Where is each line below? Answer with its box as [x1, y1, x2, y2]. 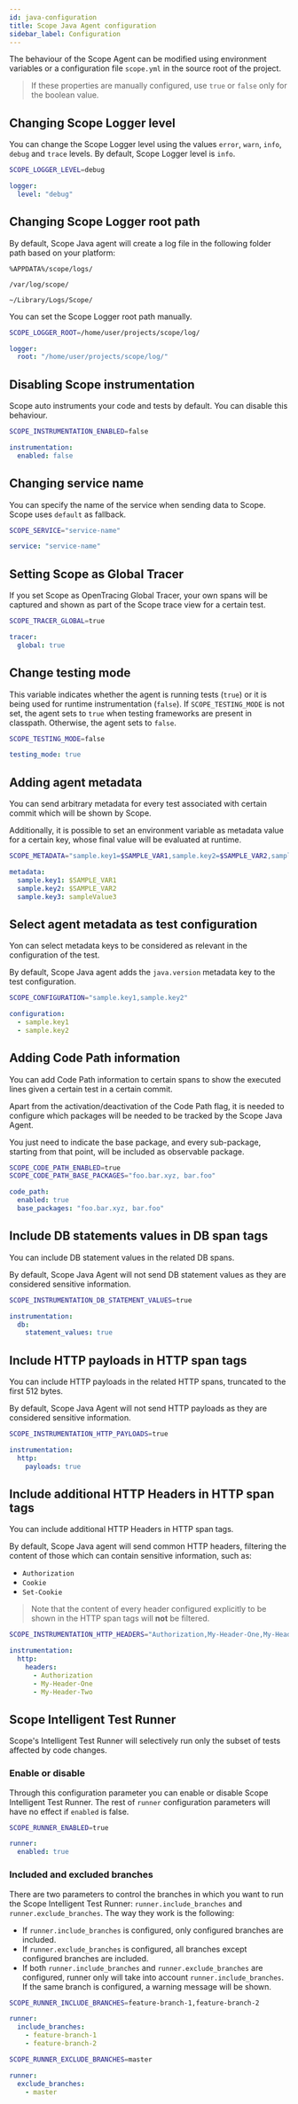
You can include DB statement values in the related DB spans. [9, 1252, 235, 1263]
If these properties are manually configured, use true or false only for [30, 81, 287, 91]
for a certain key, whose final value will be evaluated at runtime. [9, 834, 242, 845]
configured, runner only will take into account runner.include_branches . [21, 1972, 285, 1983]
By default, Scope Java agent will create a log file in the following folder [9, 238, 271, 248]
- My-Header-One [32, 1679, 93, 1688]
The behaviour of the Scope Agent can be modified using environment [9, 54, 268, 65]
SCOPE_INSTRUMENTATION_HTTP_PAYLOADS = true [9, 1429, 169, 1439]
